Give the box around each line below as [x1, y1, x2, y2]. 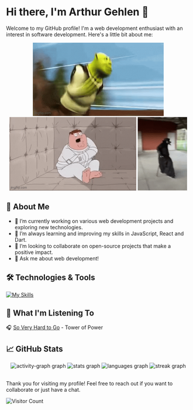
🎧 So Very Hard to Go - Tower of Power [6, 324, 104, 331]
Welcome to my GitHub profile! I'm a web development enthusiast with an [6, 25, 183, 32]
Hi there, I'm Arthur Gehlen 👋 [6, 5, 149, 19]
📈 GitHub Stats [6, 344, 63, 354]
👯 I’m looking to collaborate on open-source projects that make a [14, 242, 171, 249]
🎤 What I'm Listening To [6, 308, 95, 318]
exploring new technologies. [14, 223, 83, 231]
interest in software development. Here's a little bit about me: [6, 31, 153, 38]
